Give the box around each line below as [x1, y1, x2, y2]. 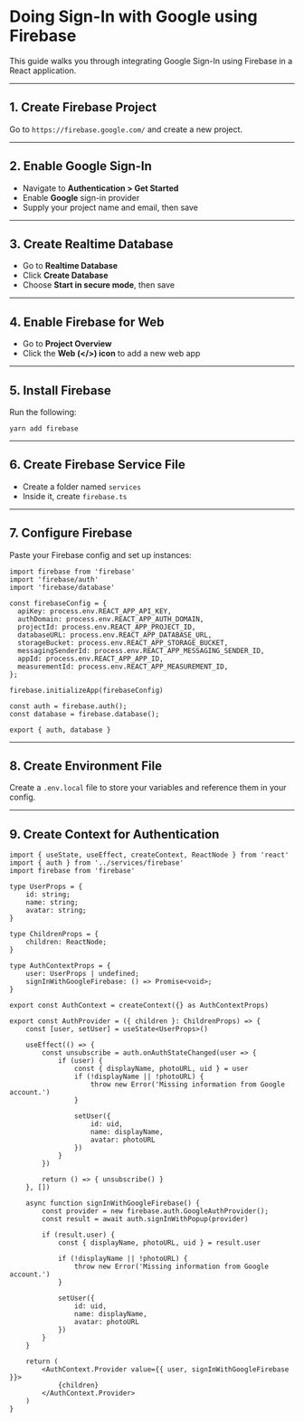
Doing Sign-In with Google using [9, 6, 258, 27]
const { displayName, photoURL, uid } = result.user [57, 1238, 261, 1247]
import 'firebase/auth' [9, 574, 100, 584]
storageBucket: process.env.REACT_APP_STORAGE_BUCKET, [17, 638, 229, 648]
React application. [9, 65, 77, 76]
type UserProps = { [9, 882, 83, 892]
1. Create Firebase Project [9, 100, 157, 115]
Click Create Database [22, 270, 109, 281]
